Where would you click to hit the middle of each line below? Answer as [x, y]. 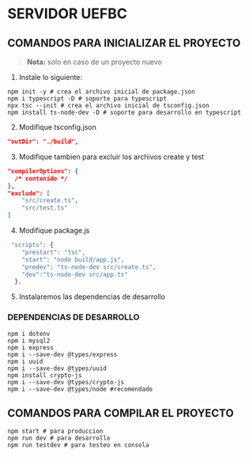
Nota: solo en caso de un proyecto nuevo [94, 62]
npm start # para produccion [55, 432]
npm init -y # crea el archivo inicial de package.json [101, 92]
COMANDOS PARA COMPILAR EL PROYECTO [121, 413]
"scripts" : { [32, 245]
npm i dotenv [29, 334]
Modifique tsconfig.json [57, 127]
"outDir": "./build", [43, 142]
